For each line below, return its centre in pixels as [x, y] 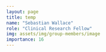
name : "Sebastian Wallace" [40, 23]
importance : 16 [25, 39]
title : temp [21, 17]
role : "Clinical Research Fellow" [49, 28]
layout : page [22, 12]
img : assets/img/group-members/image [53, 34]
